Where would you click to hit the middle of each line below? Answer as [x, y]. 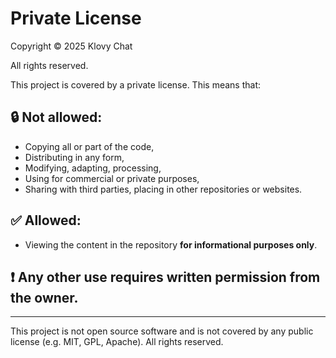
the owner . [44, 297]
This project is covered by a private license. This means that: [136, 84]
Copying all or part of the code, [89, 146]
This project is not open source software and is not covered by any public [162, 331]
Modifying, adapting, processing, [93, 168]
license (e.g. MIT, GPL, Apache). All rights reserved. [117, 342]
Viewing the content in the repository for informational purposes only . [171, 244]
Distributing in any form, [74, 157]
